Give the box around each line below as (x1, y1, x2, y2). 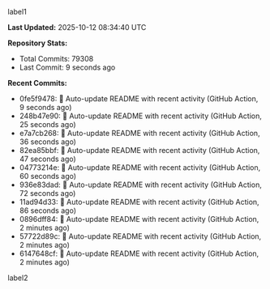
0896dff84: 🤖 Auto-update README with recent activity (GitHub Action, (19, 215, 259, 223)
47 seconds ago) (19, 154, 76, 164)
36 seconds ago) (19, 137, 76, 147)
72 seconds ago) (19, 189, 76, 198)
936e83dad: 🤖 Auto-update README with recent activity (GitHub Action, (19, 180, 263, 189)
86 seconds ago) (19, 206, 76, 215)
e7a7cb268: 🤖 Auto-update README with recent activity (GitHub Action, (19, 129, 260, 138)
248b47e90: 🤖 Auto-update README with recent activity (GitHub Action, (19, 111, 263, 121)
